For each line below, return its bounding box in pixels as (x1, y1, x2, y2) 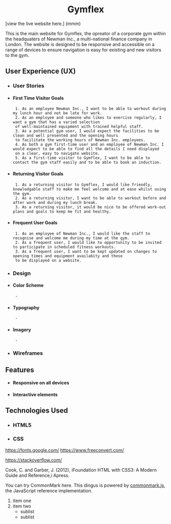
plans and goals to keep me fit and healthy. (12, 209, 111, 214)
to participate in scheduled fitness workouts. (12, 244, 116, 249)
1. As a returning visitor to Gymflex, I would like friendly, (15, 182, 153, 187)
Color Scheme (12, 282, 44, 288)
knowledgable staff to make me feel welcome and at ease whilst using (12, 187, 166, 192)
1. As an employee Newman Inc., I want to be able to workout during (15, 106, 166, 111)
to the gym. (5, 52, 30, 58)
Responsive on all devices (12, 380, 69, 386)
